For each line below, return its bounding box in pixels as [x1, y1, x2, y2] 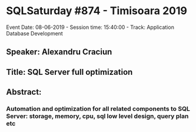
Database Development [6, 29, 63, 37]
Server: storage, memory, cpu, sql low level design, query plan [6, 112, 189, 120]
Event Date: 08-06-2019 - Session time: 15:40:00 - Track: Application [6, 24, 175, 31]
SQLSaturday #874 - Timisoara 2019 [6, 4, 187, 18]
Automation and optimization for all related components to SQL [6, 105, 190, 113]
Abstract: [6, 87, 42, 97]
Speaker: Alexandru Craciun [6, 47, 112, 57]
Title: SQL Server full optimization [6, 67, 133, 77]
